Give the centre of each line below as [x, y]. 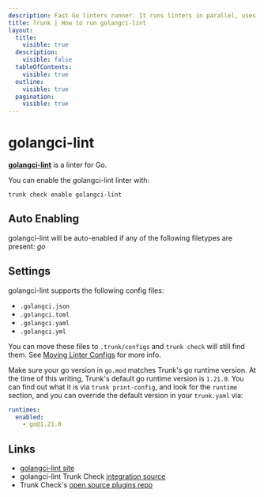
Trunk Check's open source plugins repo [86, 485]
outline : [30, 82]
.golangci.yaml [45, 323]
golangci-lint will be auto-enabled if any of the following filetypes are [121, 237]
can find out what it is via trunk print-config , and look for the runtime [123, 387]
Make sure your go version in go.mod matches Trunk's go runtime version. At [132, 370]
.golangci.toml [45, 315]
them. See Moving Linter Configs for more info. [85, 355]
